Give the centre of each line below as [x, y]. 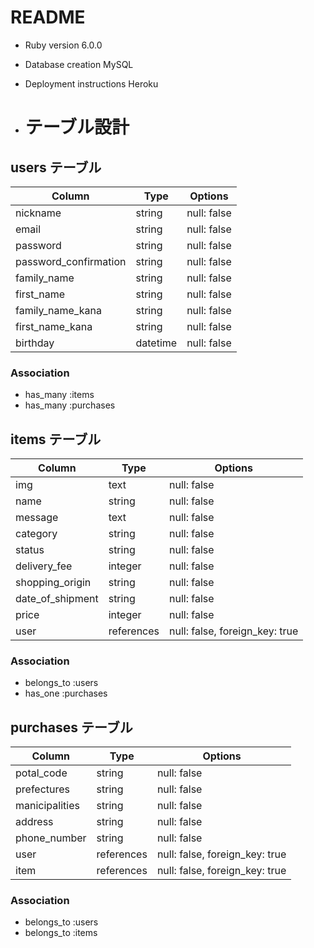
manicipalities [47, 806]
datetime [156, 343]
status [30, 550]
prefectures [43, 789]
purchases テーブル [71, 727]
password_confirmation [71, 261]
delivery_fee [44, 566]
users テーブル [56, 167]
